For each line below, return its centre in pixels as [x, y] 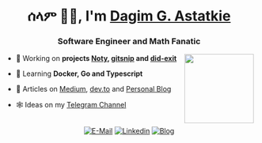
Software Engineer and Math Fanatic [129, 41]
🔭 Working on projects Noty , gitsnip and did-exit [96, 58]
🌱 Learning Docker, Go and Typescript [79, 73]
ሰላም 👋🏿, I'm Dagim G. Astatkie [129, 16]
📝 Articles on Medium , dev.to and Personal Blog [93, 89]
